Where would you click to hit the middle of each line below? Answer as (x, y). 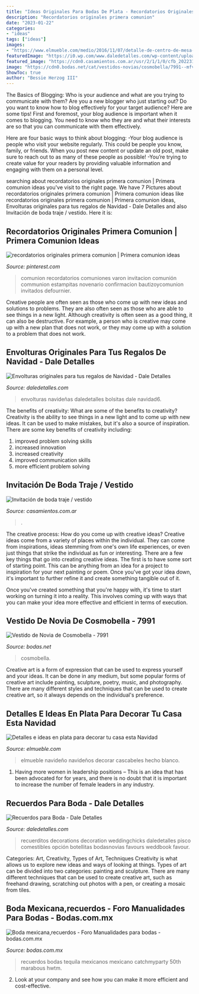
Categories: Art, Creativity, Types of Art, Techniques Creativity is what (92, 858)
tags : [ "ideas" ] (26, 39)
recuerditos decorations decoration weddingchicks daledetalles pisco (106, 841)
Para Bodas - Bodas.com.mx (60, 918)
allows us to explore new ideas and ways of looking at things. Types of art (96, 865)
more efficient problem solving (52, 466)
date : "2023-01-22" (30, 23)
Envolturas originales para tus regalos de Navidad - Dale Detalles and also (97, 206)
